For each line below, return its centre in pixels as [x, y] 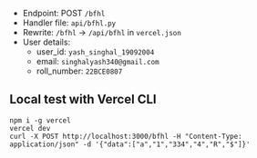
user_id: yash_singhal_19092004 [95, 52]
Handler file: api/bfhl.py [69, 23]
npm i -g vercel [40, 120]
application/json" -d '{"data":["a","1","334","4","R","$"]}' [130, 144]
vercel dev [30, 128]
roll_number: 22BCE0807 [79, 71]
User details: [46, 42]
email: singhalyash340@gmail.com [98, 61]
